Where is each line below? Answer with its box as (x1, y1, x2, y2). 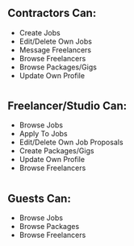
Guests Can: (7, 191, 72, 205)
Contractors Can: (7, 6, 97, 20)
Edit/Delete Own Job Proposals (19, 137, 124, 148)
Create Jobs (19, 27, 61, 37)
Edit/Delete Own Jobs (19, 36, 92, 46)
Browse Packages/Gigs (19, 62, 98, 72)
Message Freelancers (19, 44, 92, 55)
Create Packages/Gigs (19, 146, 94, 156)
